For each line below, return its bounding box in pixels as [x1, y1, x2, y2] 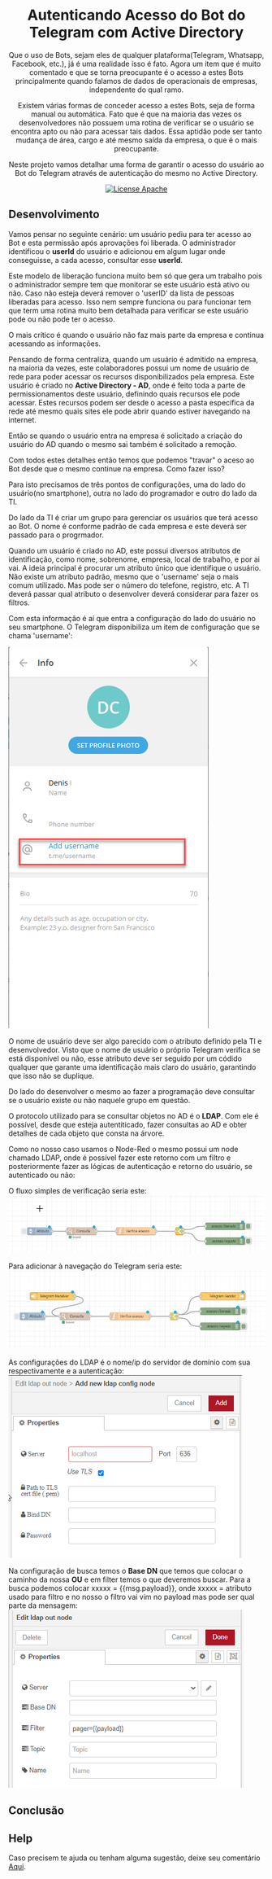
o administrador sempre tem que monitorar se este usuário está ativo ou [8, 279, 250, 289]
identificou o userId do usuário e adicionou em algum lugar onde [8, 246, 226, 256]
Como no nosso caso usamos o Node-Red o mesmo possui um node [8, 1144, 239, 1154]
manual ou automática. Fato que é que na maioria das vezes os [31, 109, 242, 119]
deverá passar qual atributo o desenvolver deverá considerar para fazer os [8, 589, 259, 598]
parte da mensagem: [8, 1601, 78, 1610]
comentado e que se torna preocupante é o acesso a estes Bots [29, 67, 244, 77]
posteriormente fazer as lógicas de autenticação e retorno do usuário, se [8, 1161, 253, 1171]
